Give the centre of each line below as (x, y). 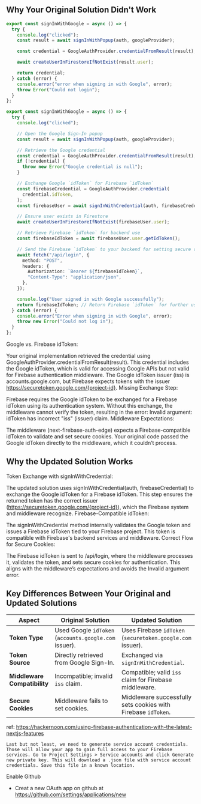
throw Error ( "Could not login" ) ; (59, 89)
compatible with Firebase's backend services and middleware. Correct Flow (100, 537)
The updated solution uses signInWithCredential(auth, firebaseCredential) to (100, 488)
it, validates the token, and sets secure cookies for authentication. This (93, 562)
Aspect (29, 620)
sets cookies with (146, 704)
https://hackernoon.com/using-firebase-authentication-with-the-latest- (104, 727)
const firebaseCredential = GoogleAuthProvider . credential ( (93, 189)
